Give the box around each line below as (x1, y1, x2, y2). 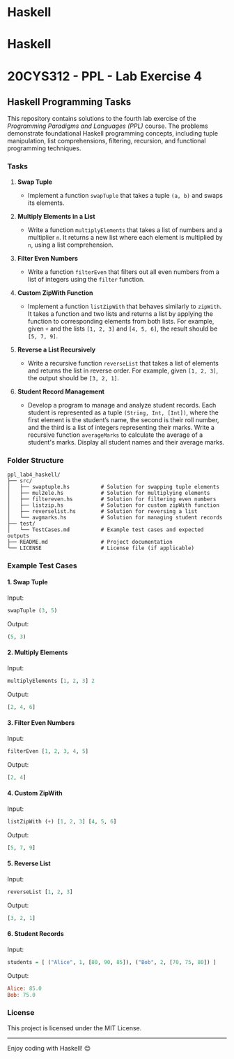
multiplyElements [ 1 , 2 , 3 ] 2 (7, 677, 95, 685)
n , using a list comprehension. (27, 240, 114, 249)
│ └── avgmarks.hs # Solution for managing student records (7, 514, 223, 521)
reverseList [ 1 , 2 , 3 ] (7, 888, 73, 895)
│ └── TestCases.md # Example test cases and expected (7, 526, 204, 533)
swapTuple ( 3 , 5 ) (7, 607, 58, 614)
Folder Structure (7, 455, 64, 465)
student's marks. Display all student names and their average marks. (27, 438, 225, 446)
